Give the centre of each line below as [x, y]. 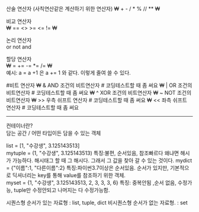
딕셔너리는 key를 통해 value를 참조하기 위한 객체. [69, 175]
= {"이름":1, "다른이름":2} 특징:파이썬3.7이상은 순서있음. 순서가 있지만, [87, 168]
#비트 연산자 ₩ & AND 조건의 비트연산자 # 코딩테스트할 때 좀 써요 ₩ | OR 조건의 [99, 85]
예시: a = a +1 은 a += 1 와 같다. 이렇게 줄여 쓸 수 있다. [69, 73]
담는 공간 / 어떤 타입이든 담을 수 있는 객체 [54, 133]
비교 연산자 [19, 21]
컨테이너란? [20, 126]
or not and [19, 47]
